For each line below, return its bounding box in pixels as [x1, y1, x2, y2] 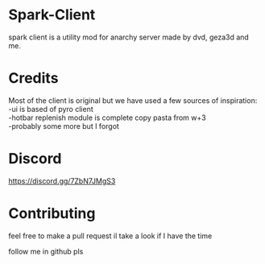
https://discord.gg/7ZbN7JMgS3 [8, 175, 116, 186]
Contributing [8, 204, 96, 222]
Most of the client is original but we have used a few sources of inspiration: [8, 95, 258, 105]
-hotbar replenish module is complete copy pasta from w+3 [8, 113, 207, 122]
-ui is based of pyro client [8, 104, 94, 113]
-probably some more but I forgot [8, 121, 119, 130]
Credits [8, 69, 59, 88]
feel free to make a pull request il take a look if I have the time [8, 231, 213, 241]
